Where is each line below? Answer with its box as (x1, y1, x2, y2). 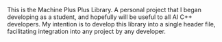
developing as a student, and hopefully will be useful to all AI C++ (7, 13, 193, 21)
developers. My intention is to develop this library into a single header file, (7, 20, 216, 28)
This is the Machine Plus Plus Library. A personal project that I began (7, 6, 202, 14)
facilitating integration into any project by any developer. (7, 27, 166, 35)
